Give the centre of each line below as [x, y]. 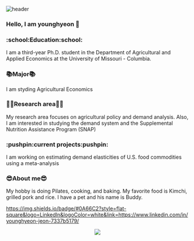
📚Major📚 [21, 74]
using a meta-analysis [33, 163]
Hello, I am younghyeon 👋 [43, 24]
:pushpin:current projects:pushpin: [57, 144]
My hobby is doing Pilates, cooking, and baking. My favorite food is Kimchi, [97, 191]
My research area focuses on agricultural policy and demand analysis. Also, [97, 117]
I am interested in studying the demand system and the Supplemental [90, 123]
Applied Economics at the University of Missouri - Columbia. [79, 59]
